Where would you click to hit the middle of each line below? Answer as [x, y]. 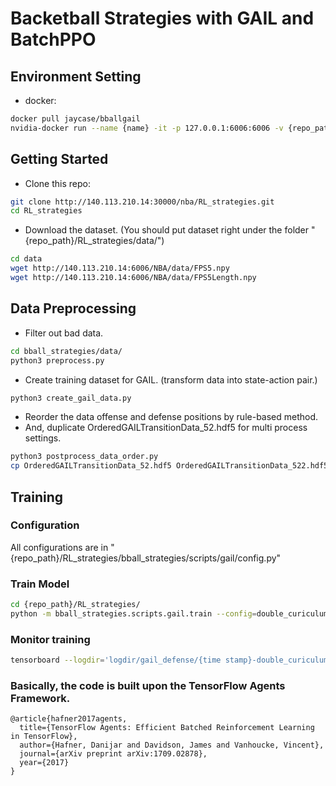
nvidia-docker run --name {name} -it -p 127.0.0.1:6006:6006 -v [147, 128]
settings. [43, 438]
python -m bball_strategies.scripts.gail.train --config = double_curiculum [169, 613]
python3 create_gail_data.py [71, 398]
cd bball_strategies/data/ [66, 351]
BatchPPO [53, 39]
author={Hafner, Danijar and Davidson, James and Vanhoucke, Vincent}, [172, 745]
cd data [26, 259]
